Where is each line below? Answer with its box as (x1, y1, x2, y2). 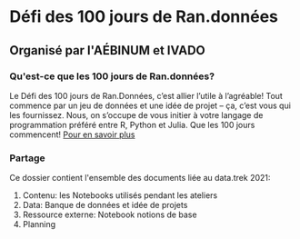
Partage (9, 152, 45, 164)
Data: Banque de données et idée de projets (22, 200, 188, 211)
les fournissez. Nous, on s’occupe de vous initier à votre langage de (9, 109, 264, 120)
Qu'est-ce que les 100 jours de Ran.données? (9, 70, 215, 83)
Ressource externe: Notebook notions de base (22, 209, 197, 220)
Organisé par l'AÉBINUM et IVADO (9, 43, 206, 58)
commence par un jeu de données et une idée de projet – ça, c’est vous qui (9, 100, 291, 111)
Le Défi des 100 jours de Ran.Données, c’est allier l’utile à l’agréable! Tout (9, 90, 284, 101)
